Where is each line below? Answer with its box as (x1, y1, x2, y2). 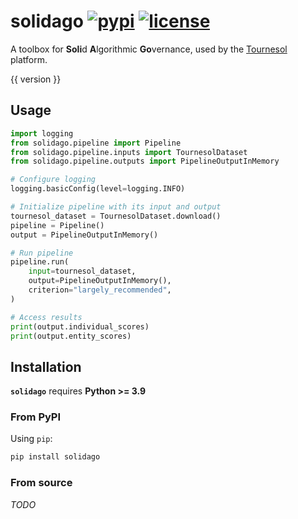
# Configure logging (10, 175, 97, 185)
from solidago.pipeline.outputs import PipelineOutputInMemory (10, 156, 280, 167)
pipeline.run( (10, 257, 70, 267)
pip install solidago (10, 452, 101, 462)
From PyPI (10, 410, 62, 424)
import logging (10, 128, 74, 139)
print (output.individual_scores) (10, 321, 150, 332)
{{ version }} (10, 73, 62, 85)
